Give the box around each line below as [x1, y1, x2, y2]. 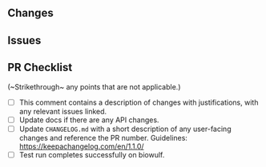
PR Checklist [7, 61, 73, 74]
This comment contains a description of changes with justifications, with [18, 97, 259, 107]
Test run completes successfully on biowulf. [18, 149, 165, 159]
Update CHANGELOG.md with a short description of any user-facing [18, 124, 232, 133]
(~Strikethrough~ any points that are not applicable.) [7, 82, 181, 91]
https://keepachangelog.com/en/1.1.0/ [18, 141, 145, 151]
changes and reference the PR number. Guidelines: [18, 133, 187, 142]
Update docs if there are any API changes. [18, 115, 159, 125]
